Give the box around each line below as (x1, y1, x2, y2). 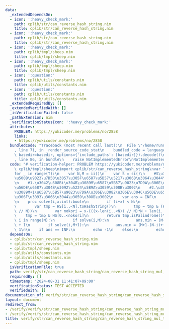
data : (5, 7, 17, 13)
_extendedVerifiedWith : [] (10, 106, 66, 111)
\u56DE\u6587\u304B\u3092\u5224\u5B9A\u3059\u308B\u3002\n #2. (14, 185, 156, 190)
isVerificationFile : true (10, 265, 64, 270)
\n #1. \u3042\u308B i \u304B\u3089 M (14, 181, 94, 186)
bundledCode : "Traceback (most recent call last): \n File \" (10, 143, 143, 148)
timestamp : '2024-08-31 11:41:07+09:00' (10, 279, 96, 284)
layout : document (5, 297, 42, 302)
